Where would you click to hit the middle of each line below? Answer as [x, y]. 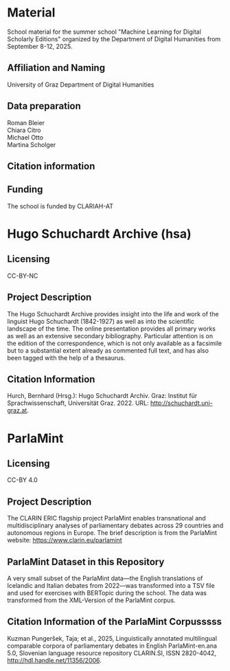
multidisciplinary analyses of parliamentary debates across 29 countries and [115, 526]
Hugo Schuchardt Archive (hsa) [100, 233]
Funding [25, 189]
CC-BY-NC [23, 276]
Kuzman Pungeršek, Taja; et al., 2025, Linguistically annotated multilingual [112, 638]
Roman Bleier [26, 122]
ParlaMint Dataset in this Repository [86, 562]
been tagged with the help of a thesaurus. [66, 357]
